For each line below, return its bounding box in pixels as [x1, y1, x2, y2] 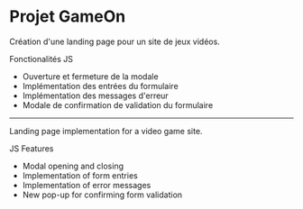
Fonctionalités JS [9, 53, 74, 64]
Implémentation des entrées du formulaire [22, 80, 179, 91]
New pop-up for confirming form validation [22, 189, 183, 200]
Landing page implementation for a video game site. [9, 125, 203, 136]
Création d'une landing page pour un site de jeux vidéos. [9, 36, 221, 47]
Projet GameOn [9, 6, 126, 27]
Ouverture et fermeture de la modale [22, 70, 160, 82]
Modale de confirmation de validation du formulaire [22, 99, 214, 110]
